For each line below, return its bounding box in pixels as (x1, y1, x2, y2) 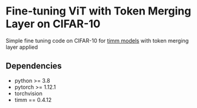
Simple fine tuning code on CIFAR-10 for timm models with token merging (5, 37, 189, 44)
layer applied (5, 43, 38, 51)
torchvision (14, 89, 43, 97)
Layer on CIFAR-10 (5, 17, 101, 31)
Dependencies (5, 61, 62, 71)
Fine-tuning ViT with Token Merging (5, 4, 192, 18)
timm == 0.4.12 (14, 96, 52, 103)
